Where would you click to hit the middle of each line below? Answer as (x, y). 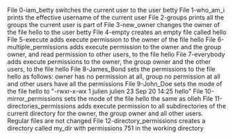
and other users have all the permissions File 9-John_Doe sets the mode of (115, 84)
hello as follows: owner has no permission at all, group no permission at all (114, 76)
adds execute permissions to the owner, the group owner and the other (109, 62)
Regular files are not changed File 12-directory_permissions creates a (106, 121)
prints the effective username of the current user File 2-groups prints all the (116, 17)
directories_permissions (42, 106)
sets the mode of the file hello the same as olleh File (138, 99)
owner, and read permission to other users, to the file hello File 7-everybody (116, 54)
